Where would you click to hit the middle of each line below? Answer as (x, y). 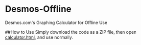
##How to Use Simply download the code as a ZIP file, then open (71, 32)
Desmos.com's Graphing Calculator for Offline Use (56, 22)
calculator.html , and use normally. (39, 37)
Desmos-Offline (38, 9)
